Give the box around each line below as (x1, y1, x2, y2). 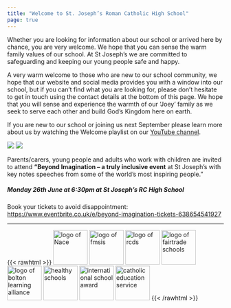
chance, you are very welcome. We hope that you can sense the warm (7, 43, 207, 51)
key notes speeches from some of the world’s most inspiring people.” (7, 170, 203, 178)
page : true (7, 16, 38, 23)
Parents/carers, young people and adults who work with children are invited (7, 155, 222, 164)
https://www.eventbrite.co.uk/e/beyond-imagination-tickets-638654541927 (7, 210, 222, 219)
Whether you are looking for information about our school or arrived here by (7, 35, 223, 43)
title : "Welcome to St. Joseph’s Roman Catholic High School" (7, 10, 189, 17)
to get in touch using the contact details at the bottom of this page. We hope (7, 92, 223, 100)
